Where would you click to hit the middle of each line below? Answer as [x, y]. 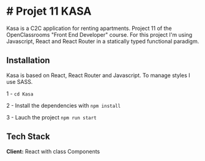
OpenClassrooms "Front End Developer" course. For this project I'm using [99, 34]
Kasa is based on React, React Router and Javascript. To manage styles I [98, 75]
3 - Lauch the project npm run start [51, 117]
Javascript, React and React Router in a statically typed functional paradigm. [103, 41]
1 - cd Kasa [20, 94]
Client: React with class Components [53, 151]
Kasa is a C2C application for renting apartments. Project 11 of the [89, 28]
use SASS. [20, 81]
